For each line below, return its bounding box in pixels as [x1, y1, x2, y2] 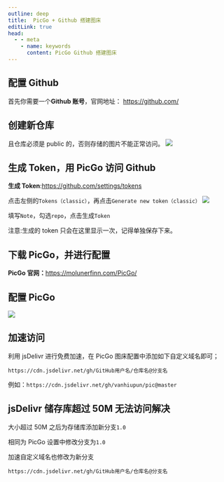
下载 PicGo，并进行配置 [8, 249, 111, 261]
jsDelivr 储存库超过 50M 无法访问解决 [8, 403, 171, 415]
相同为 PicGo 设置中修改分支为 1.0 [8, 437, 106, 446]
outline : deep [8, 10, 50, 18]
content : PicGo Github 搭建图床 [26, 50, 118, 57]
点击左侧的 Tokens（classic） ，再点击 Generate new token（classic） [8, 197, 201, 205]
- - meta [14, 36, 40, 43]
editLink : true [8, 23, 52, 30]
